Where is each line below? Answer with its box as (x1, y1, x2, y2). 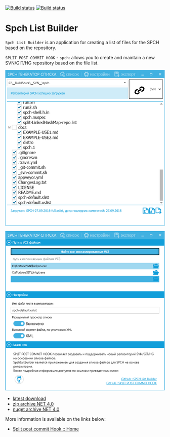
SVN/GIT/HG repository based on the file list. (5, 60, 99, 66)
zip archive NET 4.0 (12, 401, 54, 407)
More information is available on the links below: (5, 416, 106, 422)
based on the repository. (5, 45, 57, 51)
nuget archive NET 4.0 (12, 406, 60, 413)
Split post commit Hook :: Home (12, 426, 79, 432)
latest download (12, 395, 47, 402)
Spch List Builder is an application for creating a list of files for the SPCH (5, 39, 159, 45)
